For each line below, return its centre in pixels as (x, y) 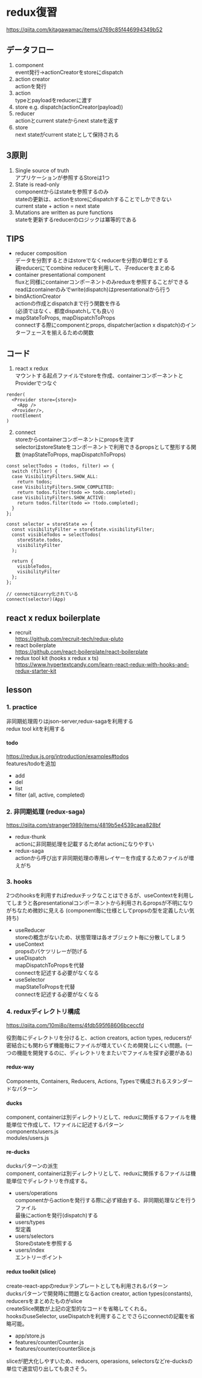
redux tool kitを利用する (36, 728)
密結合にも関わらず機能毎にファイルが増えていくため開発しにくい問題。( (97, 1045)
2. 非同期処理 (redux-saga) (46, 812)
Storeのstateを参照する (44, 1243)
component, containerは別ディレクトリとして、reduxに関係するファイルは (99, 1174)
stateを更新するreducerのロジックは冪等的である (76, 219)
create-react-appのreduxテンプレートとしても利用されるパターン (87, 1286)
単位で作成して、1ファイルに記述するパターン (68, 1125)
